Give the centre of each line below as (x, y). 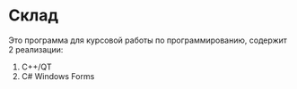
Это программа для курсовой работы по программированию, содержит (148, 40)
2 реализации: (36, 49)
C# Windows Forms (58, 76)
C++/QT (36, 67)
